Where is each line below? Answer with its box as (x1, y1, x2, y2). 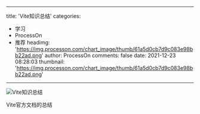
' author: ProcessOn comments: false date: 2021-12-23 (41, 52, 176, 59)
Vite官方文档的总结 (6, 102, 52, 108)
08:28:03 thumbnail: (14, 58, 65, 65)
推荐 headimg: (14, 39, 51, 46)
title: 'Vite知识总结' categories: (6, 12, 82, 20)
